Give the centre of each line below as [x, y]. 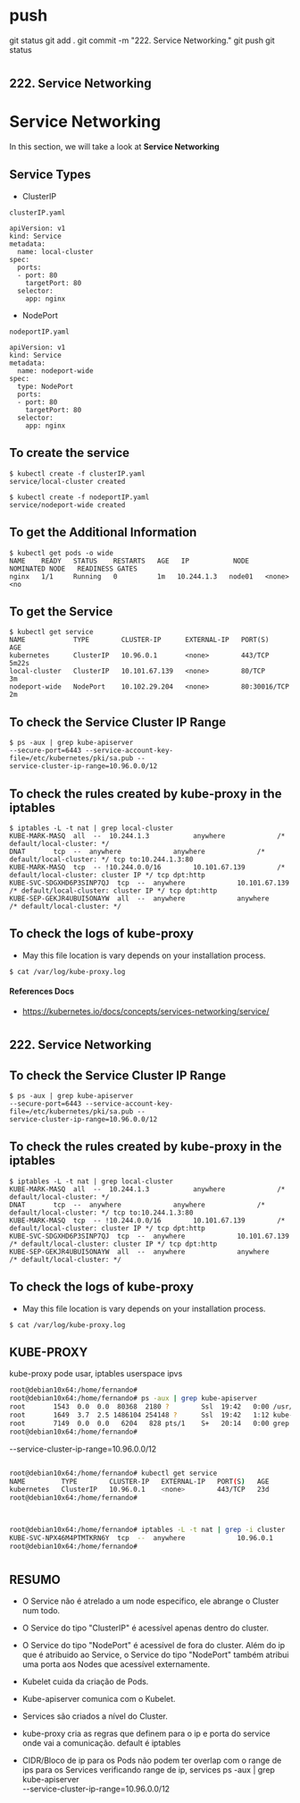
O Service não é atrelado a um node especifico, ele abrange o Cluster [150, 1601]
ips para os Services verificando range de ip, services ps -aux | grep [148, 1770]
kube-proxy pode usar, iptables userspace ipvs [96, 1374]
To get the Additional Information [103, 533]
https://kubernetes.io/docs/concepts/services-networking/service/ [146, 1011]
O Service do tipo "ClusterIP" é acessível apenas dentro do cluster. [146, 1628]
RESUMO [35, 1579]
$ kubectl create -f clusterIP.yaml [77, 474]
